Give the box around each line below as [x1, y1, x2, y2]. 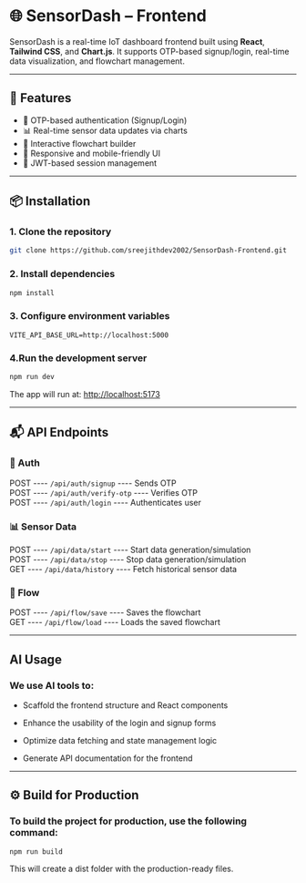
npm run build [9, 847, 64, 857]
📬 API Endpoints [9, 425, 109, 440]
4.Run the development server [9, 352, 148, 364]
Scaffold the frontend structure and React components [22, 699, 229, 711]
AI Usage [9, 652, 62, 667]
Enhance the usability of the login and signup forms [22, 717, 217, 728]
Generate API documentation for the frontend [22, 753, 193, 764]
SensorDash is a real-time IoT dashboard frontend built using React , [9, 36, 266, 46]
